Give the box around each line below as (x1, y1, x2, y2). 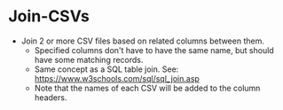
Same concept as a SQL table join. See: (34, 64, 179, 75)
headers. (34, 91, 67, 103)
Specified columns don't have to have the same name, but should (34, 44, 274, 55)
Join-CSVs (8, 6, 90, 27)
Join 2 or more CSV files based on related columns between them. (20, 35, 265, 46)
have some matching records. (34, 54, 144, 65)
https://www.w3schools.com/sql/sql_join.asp (34, 73, 200, 83)
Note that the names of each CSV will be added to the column (34, 82, 261, 93)
